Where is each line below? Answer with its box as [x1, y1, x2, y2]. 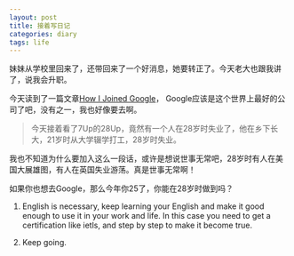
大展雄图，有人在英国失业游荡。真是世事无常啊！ [16, 164, 196, 175]
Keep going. [21, 237, 67, 248]
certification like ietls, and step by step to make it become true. [21, 220, 253, 231]
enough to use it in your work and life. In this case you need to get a [21, 211, 271, 221]
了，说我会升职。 [9, 75, 72, 85]
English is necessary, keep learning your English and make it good [21, 201, 265, 212]
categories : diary [9, 29, 77, 38]
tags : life [9, 37, 50, 47]
